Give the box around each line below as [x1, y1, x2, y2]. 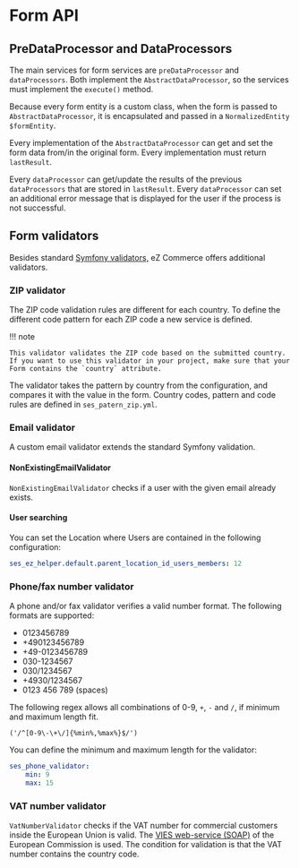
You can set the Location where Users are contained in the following [9, 532, 261, 543]
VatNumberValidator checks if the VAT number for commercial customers [9, 820, 278, 830]
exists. [9, 492, 34, 503]
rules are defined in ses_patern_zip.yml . [9, 400, 158, 410]
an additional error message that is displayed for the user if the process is [9, 193, 282, 203]
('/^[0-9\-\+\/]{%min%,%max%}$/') [9, 728, 139, 737]
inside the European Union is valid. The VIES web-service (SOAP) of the [9, 829, 275, 840]
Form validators [9, 228, 99, 244]
